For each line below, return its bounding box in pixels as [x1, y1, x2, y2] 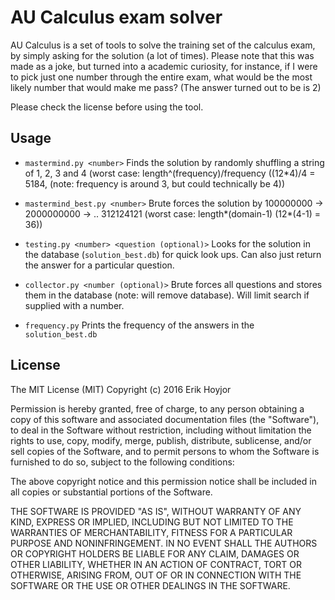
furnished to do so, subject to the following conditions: [10, 456, 235, 468]
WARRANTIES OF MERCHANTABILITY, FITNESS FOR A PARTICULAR [10, 526, 293, 538]
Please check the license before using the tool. [10, 101, 204, 113]
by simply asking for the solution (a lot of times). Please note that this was [10, 49, 315, 61]
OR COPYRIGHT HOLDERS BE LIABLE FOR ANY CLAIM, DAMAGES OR [10, 547, 300, 560]
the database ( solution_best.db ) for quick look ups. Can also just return [24, 248, 322, 260]
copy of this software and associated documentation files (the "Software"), [10, 413, 320, 425]
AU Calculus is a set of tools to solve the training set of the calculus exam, [10, 39, 316, 51]
